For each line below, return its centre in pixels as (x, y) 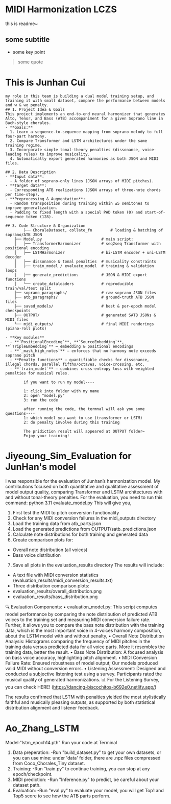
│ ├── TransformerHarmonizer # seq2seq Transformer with (88, 244)
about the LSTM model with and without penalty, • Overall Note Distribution (85, 636)
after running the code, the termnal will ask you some (84, 409)
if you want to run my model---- (59, 382)
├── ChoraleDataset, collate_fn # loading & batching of (93, 230)
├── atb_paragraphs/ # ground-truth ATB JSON (84, 297)
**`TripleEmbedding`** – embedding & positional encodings (69, 346)
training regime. (24, 145)
